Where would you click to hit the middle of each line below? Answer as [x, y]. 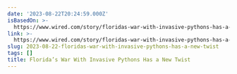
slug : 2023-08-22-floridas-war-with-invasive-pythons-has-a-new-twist [113, 47]
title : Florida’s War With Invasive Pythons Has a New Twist [99, 60]
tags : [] [20, 54]
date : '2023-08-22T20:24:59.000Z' [58, 14]
